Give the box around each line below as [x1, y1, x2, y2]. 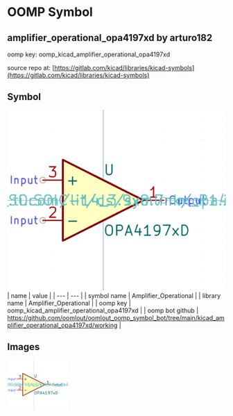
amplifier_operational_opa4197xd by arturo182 [7, 32, 213, 44]
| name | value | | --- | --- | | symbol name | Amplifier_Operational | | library [7, 291, 221, 299]
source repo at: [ [7, 64, 55, 72]
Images [7, 341, 40, 353]
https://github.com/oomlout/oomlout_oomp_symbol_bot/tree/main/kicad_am [7, 313, 225, 322]
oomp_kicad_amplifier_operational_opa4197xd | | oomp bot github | [7, 306, 199, 315]
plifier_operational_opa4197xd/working [7, 321, 118, 329]
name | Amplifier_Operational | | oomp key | [7, 299, 132, 307]
